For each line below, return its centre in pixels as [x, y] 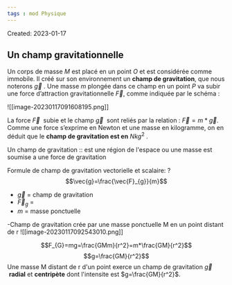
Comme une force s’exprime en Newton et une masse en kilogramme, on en [115, 128]
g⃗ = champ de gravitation [55, 195]
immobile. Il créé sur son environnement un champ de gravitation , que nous [116, 79]
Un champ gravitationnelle [65, 55]
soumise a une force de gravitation [57, 157]
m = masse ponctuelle [49, 211]
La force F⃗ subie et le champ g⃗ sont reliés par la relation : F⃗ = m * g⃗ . [113, 120]
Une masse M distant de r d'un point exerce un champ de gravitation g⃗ [110, 266]
